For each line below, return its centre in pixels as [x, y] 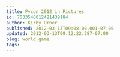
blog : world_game [28, 39]
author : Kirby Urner [32, 23]
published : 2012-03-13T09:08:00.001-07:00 [60, 28]
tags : [13, 45]
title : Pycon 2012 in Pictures [45, 12]
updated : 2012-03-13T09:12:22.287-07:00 [58, 34]
